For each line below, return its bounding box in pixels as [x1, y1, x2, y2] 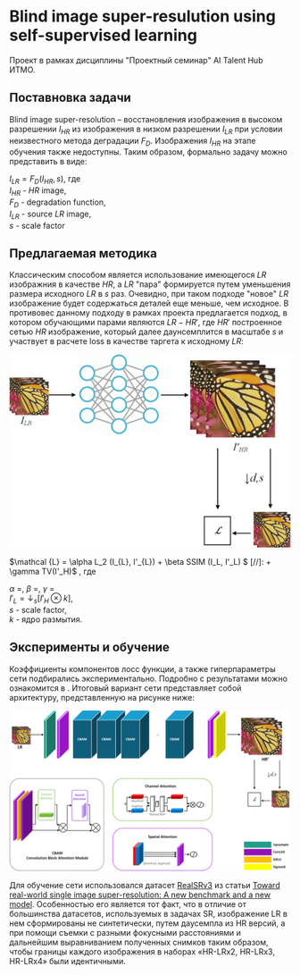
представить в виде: [9, 156, 87, 167]
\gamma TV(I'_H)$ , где [9, 566, 96, 577]
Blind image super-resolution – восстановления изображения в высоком [9, 113, 283, 124]
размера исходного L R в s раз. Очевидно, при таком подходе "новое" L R [9, 289, 288, 299]
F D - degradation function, [9, 197, 106, 209]
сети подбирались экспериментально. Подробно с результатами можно [9, 673, 288, 684]
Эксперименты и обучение [9, 640, 170, 655]
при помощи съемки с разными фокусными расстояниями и [9, 928, 241, 938]
